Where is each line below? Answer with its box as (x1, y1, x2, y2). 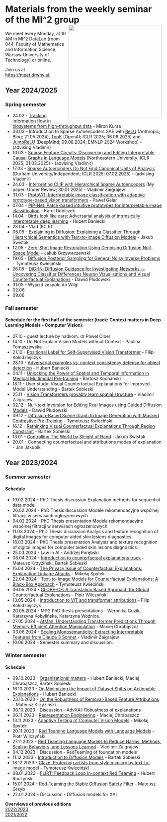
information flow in (12, 118, 51, 124)
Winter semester (5, 652, 47, 659)
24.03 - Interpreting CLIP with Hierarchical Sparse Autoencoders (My (12, 181, 155, 187)
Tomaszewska (12, 344, 42, 350)
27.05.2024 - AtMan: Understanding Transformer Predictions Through (12, 618, 156, 625)
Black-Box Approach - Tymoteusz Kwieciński (12, 581, 105, 587)
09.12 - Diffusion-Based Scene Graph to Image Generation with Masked (12, 412, 159, 418)
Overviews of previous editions (5, 801, 71, 807)
